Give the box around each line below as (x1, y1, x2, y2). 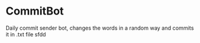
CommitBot (5, 4, 64, 18)
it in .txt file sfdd (5, 30, 46, 38)
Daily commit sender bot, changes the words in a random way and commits (5, 24, 195, 31)
